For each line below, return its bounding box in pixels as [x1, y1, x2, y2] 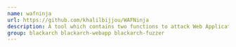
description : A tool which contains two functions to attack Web [7, 23, 202, 30]
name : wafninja [7, 10, 52, 17]
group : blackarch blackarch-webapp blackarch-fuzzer [7, 29, 165, 37]
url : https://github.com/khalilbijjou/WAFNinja [7, 17, 150, 23]
